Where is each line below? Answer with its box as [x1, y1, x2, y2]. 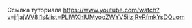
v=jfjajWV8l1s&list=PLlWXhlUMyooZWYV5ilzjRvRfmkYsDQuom [7, 13, 185, 21]
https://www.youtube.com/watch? [63, 6, 160, 14]
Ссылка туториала [7, 6, 62, 14]
